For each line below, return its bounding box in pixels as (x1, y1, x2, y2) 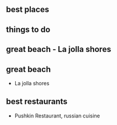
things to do (6, 25, 51, 34)
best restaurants (6, 96, 68, 107)
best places (6, 5, 49, 15)
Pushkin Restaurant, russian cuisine (14, 112, 100, 119)
